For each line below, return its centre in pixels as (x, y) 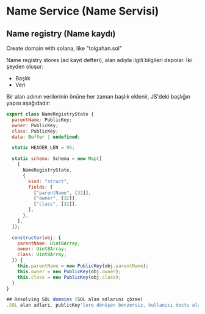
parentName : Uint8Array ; (49, 243)
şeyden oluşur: (25, 66)
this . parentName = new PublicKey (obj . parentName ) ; (83, 266)
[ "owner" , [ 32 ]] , (56, 198)
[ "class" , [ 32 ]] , (56, 204)
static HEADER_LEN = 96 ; (43, 148)
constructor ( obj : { (37, 238)
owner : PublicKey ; (35, 125)
